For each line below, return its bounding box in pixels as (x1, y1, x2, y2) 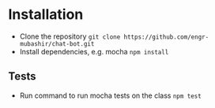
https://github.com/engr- (123, 33, 209, 41)
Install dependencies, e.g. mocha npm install (19, 47, 169, 56)
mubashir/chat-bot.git (19, 39, 95, 48)
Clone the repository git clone (19, 32, 121, 41)
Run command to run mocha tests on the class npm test (19, 91, 202, 100)
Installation (8, 6, 84, 24)
